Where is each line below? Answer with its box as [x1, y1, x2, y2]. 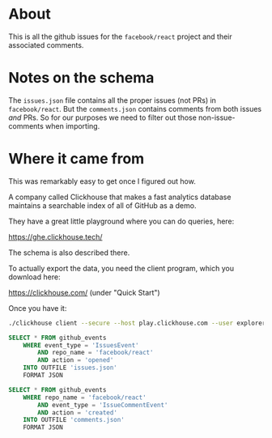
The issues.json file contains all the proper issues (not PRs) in [8, 95, 217, 105]
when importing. [45, 121, 100, 130]
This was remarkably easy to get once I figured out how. [8, 176, 196, 186]
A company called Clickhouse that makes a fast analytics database [8, 192, 232, 202]
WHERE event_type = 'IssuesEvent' [23, 341, 139, 349]
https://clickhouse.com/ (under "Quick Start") [8, 287, 160, 297]
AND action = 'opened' [37, 356, 114, 364]
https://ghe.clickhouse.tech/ [8, 232, 103, 241]
